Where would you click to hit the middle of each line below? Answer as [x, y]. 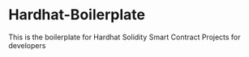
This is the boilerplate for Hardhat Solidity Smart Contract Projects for [124, 37]
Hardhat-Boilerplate [77, 15]
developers [27, 45]
